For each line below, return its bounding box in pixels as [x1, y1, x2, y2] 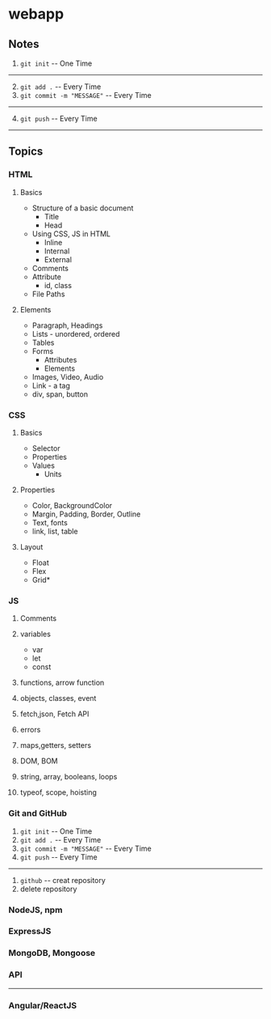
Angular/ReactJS [8, 1000, 77, 1011]
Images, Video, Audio [31, 372, 104, 381]
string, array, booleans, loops [19, 772, 118, 782]
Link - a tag [31, 380, 71, 390]
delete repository [19, 884, 77, 894]
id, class [44, 280, 73, 290]
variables [19, 629, 51, 639]
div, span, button [31, 389, 89, 399]
